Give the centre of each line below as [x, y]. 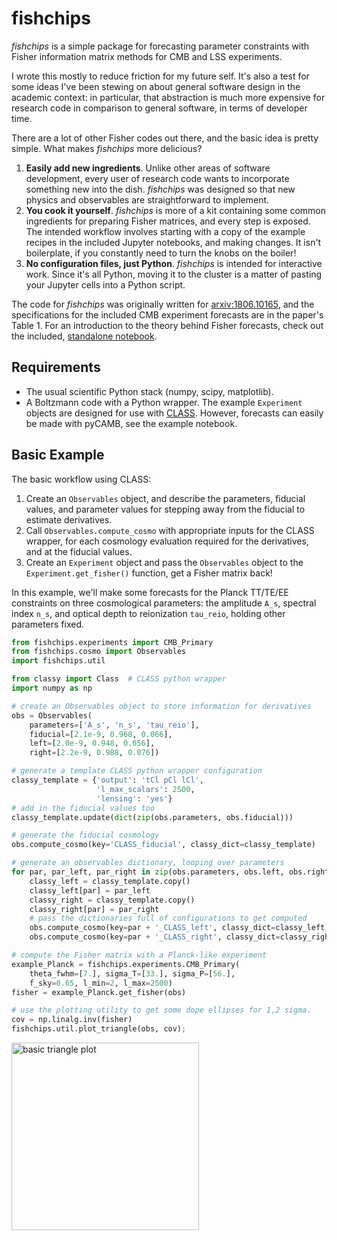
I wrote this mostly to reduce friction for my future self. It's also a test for [160, 76]
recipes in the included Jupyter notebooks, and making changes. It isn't [173, 242]
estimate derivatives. [69, 519]
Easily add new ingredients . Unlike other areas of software [148, 168]
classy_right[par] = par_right [94, 909]
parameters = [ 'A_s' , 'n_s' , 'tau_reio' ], [114, 725]
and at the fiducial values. [79, 551]
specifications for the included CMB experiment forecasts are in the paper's [167, 314]
